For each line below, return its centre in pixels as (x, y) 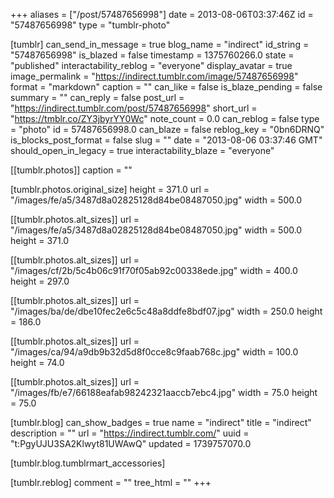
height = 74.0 (37, 362)
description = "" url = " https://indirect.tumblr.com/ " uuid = (130, 433)
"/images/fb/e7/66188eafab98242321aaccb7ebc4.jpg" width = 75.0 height (164, 392)
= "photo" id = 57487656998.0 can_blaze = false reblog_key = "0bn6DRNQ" (167, 129)
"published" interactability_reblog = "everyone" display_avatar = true (151, 65)
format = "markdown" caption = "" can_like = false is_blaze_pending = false (166, 87)
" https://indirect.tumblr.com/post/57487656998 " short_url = (134, 108)
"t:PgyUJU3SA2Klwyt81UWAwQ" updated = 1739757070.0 (131, 443)
